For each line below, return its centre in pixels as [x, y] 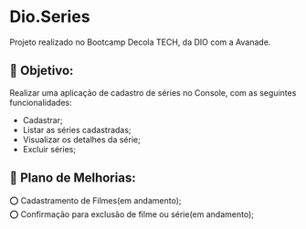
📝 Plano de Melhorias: [73, 178]
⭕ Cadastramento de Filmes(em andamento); [95, 200]
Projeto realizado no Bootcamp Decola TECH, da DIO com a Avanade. [140, 42]
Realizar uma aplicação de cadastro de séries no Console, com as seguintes [153, 92]
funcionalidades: [41, 102]
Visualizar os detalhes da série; [82, 140]
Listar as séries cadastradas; [77, 130]
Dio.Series [50, 17]
